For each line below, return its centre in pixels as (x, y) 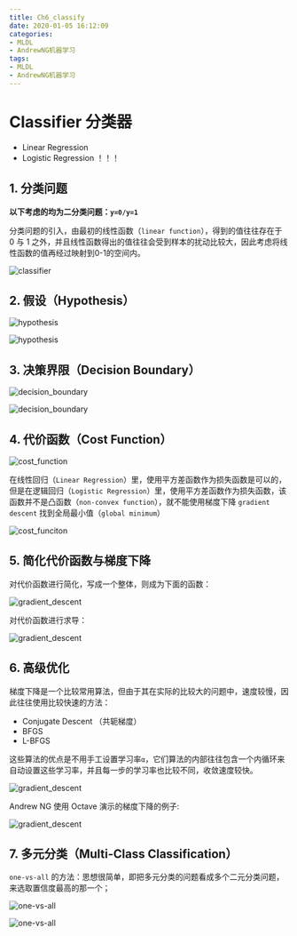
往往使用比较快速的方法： (63, 702)
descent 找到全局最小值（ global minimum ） (87, 513)
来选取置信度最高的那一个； (60, 888)
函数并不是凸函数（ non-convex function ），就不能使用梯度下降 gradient (140, 501)
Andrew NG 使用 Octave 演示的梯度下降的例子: (94, 806)
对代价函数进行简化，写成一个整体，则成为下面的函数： (110, 584)
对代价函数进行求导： (48, 620)
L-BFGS (36, 740)
